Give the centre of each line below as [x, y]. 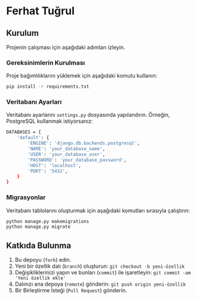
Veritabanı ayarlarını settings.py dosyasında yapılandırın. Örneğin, [88, 115]
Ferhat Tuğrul [40, 11]
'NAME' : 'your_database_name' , [67, 149]
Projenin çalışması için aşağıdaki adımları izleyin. [66, 47]
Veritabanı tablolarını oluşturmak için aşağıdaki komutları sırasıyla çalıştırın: [98, 211]
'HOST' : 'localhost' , [55, 165]
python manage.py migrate [38, 227]
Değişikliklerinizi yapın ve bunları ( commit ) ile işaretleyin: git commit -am [103, 273]
